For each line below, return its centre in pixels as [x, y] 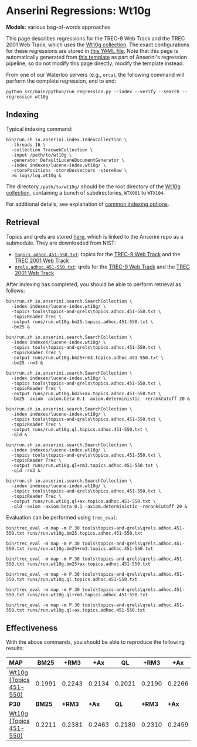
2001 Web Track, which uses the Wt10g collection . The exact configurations [98, 45]
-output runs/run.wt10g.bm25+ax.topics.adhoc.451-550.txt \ [86, 393]
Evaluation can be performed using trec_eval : [62, 517]
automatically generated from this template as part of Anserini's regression [97, 57]
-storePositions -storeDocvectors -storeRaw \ [69, 170]
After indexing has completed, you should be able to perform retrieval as [94, 284]
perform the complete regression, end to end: [61, 81]
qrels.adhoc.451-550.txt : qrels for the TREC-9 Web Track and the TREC [102, 266]
